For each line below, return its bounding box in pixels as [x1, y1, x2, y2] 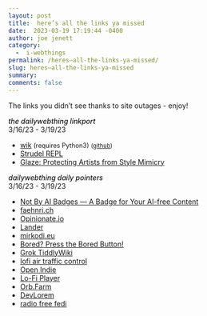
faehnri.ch [19, 205, 54, 214]
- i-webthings [15, 49, 66, 57]
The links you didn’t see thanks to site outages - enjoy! [8, 101, 189, 110]
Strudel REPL [19, 149, 64, 158]
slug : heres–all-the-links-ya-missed [8, 64, 134, 72]
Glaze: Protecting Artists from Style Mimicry [19, 157, 165, 166]
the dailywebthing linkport [8, 116, 96, 126]
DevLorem [19, 290, 54, 300]
